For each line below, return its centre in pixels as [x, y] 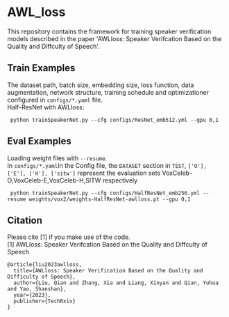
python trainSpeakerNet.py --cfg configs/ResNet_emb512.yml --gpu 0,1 [114, 120]
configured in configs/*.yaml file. [55, 100]
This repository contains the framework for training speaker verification [109, 31]
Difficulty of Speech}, [42, 277]
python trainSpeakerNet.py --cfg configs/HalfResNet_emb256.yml [105, 193]
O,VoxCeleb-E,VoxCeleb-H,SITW [54, 180]
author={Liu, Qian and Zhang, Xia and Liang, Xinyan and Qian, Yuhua [116, 283]
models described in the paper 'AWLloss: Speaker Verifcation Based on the [114, 38]
